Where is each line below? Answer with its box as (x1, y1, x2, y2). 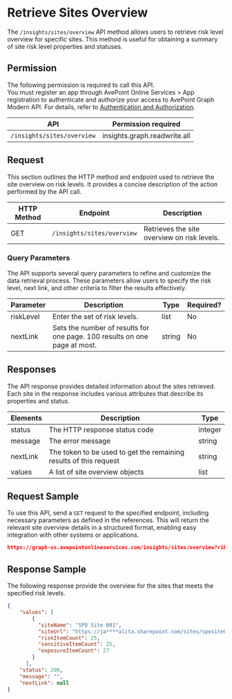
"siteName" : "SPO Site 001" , (37, 622, 122, 629)
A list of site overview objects (48, 467, 144, 477)
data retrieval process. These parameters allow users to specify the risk (7, 276, 212, 285)
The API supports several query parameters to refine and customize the (7, 269, 211, 277)
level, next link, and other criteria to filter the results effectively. (7, 283, 187, 291)
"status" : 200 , (19, 667, 64, 673)
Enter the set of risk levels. (52, 312, 139, 321)
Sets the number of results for (52, 323, 150, 332)
